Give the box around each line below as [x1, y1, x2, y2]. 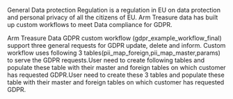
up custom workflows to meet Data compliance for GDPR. [7, 21, 172, 28]
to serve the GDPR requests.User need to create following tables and [7, 56, 205, 64]
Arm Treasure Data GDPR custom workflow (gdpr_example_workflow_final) [7, 34, 223, 42]
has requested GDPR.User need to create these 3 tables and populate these [7, 71, 225, 79]
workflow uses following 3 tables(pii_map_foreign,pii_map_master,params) [7, 48, 221, 57]
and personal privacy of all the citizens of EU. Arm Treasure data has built [7, 13, 218, 21]
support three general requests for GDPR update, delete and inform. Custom [7, 42, 226, 49]
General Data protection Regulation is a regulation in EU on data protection [7, 6, 221, 14]
